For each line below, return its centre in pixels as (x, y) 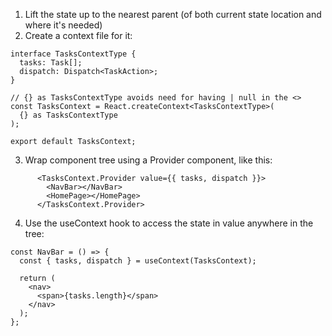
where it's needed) (63, 25)
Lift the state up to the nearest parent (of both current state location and (173, 14)
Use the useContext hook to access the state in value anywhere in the (169, 223)
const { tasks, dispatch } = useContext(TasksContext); (138, 261)
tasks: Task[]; (51, 63)
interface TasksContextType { (73, 54)
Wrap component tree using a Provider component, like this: (148, 160)
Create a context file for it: (78, 35)
